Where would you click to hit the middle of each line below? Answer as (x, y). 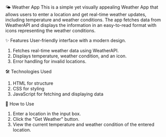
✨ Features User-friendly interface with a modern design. (66, 40)
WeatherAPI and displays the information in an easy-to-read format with (81, 25)
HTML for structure (33, 83)
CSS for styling (29, 89)
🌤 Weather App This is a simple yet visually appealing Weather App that (82, 7)
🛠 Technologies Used (29, 72)
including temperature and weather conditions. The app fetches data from (83, 20)
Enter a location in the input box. (47, 114)
